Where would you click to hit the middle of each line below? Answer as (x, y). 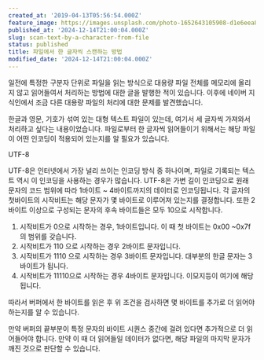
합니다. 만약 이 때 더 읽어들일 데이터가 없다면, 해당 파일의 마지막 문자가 (143, 338)
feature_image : (33, 23)
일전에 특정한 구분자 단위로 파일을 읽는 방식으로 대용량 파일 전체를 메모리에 (123, 83)
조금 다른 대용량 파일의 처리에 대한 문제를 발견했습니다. (119, 102)
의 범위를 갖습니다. (48, 236)
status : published (38, 45)
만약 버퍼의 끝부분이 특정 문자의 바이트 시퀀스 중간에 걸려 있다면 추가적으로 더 (126, 329)
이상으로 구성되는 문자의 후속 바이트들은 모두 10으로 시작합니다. (126, 210)
